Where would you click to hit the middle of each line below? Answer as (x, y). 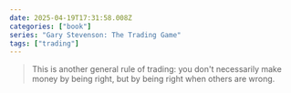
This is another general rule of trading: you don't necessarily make (157, 69)
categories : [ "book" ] (51, 26)
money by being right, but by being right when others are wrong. (153, 79)
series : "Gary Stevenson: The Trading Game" (95, 35)
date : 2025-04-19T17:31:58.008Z (71, 18)
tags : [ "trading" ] (44, 43)
